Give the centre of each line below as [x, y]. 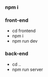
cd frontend [24, 31]
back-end [17, 54]
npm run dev [25, 41]
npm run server [27, 69]
